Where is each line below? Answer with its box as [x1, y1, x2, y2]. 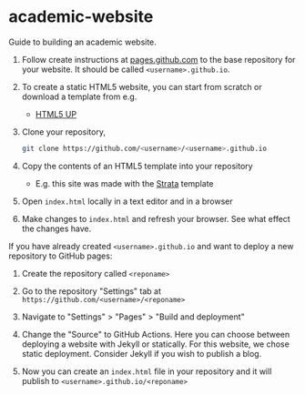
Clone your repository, [21, 126, 107, 137]
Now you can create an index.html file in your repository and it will [21, 366, 272, 377]
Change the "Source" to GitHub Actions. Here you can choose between [21, 329, 290, 339]
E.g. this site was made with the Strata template [35, 177, 215, 188]
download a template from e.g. [21, 91, 137, 102]
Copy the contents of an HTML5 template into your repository [21, 160, 253, 171]
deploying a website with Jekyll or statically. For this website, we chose [21, 339, 290, 349]
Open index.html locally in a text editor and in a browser [21, 196, 233, 207]
